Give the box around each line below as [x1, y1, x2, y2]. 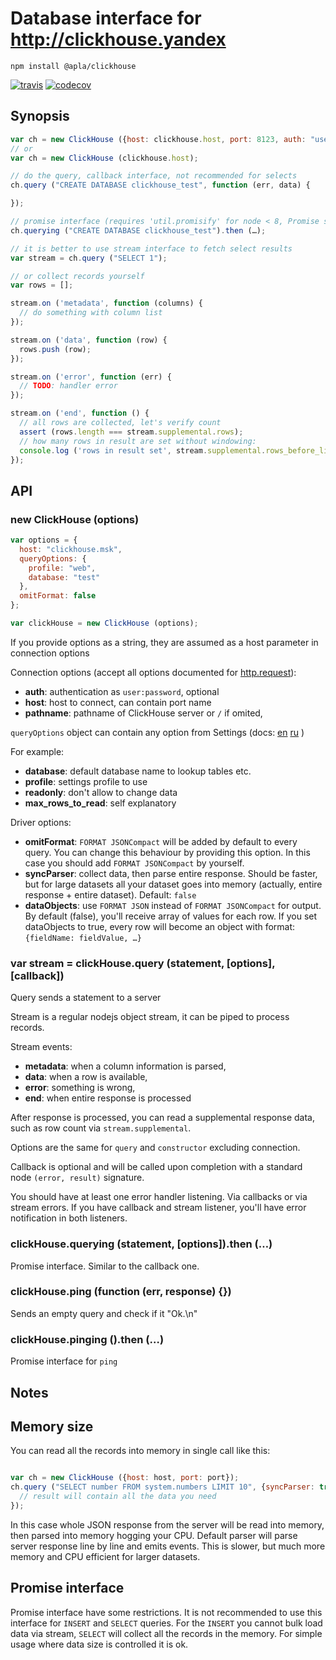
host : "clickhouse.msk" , [19, 544, 123, 554]
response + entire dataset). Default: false [24, 888, 197, 901]
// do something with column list [19, 308, 163, 318]
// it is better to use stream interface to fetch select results [10, 243, 293, 254]
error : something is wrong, [24, 1082, 136, 1094]
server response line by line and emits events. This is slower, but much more [10, 1540, 326, 1552]
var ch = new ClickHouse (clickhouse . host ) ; [10, 153, 199, 163]
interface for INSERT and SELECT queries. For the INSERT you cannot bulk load [10, 1617, 323, 1629]
